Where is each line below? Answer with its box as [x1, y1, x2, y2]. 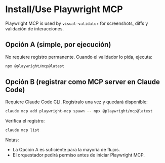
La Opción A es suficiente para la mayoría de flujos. [12, 147, 120, 153]
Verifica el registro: [5, 118, 45, 124]
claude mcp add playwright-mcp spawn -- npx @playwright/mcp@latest [5, 109, 153, 114]
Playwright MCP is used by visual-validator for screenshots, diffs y [5, 20, 148, 26]
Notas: [5, 137, 19, 143]
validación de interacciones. [5, 25, 64, 31]
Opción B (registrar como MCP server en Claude [5, 77, 160, 87]
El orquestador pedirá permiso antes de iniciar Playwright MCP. [12, 152, 145, 158]
